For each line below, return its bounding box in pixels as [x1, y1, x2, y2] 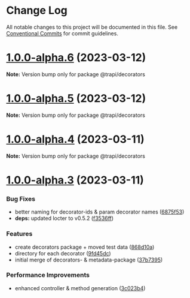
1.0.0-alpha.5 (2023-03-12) [6, 92, 146, 106]
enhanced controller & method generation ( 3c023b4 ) [14, 284, 146, 291]
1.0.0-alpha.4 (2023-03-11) [6, 133, 145, 146]
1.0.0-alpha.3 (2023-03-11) [6, 173, 145, 186]
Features [6, 230, 33, 238]
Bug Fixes [6, 194, 36, 203]
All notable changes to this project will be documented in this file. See [6, 23, 178, 31]
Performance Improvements [6, 271, 90, 279]
